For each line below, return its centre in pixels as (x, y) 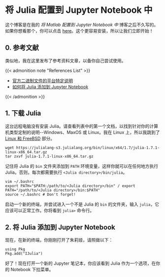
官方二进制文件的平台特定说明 (42, 80)
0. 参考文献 (22, 48)
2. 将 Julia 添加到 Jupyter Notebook (60, 227)
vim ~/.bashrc (20, 182)
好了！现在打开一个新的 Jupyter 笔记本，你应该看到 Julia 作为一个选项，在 (81, 263)
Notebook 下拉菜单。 (32, 270)
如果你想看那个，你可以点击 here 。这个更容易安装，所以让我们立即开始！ (79, 31)
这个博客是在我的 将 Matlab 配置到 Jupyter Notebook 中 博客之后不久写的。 (82, 25)
